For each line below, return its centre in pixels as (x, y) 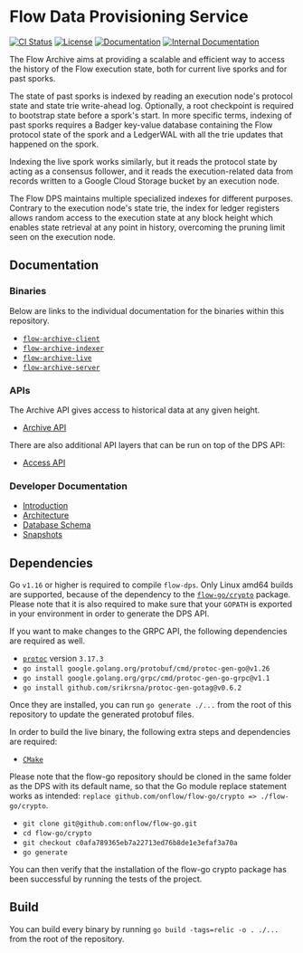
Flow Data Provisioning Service (129, 17)
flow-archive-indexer (63, 348)
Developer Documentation (69, 486)
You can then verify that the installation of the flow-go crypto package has (148, 870)
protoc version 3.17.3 (63, 659)
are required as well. (47, 641)
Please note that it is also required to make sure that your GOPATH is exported (151, 605)
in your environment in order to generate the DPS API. (109, 614)
